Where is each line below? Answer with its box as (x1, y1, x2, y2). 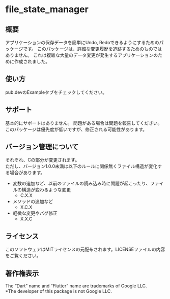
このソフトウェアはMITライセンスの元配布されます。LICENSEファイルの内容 (5, 246, 165, 252)
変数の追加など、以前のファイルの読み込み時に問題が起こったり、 (12, 180, 151, 186)
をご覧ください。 (5, 253, 41, 259)
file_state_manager (5, 4, 89, 15)
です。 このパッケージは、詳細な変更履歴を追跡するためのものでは (22, 46, 162, 52)
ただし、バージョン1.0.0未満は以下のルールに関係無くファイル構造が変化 (5, 163, 158, 170)
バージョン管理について (5, 143, 79, 151)
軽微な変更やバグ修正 (12, 210, 58, 216)
